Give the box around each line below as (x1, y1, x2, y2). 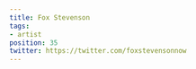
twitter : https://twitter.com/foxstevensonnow (9, 47, 187, 56)
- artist (9, 30, 42, 39)
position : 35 (9, 38, 58, 47)
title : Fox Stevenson (9, 13, 91, 22)
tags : (9, 22, 30, 30)
